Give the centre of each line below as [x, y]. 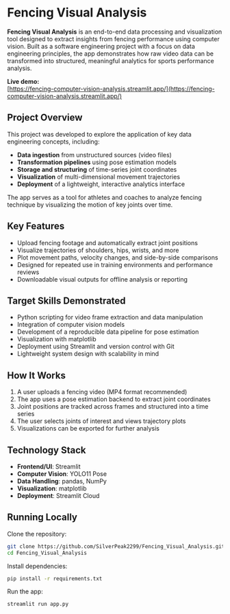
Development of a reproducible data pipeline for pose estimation [108, 332]
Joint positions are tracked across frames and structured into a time [113, 407]
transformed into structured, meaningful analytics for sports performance [111, 60]
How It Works [37, 375]
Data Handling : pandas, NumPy [62, 481]
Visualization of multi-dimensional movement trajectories [98, 177]
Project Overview [45, 118]
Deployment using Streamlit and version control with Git [95, 346]
